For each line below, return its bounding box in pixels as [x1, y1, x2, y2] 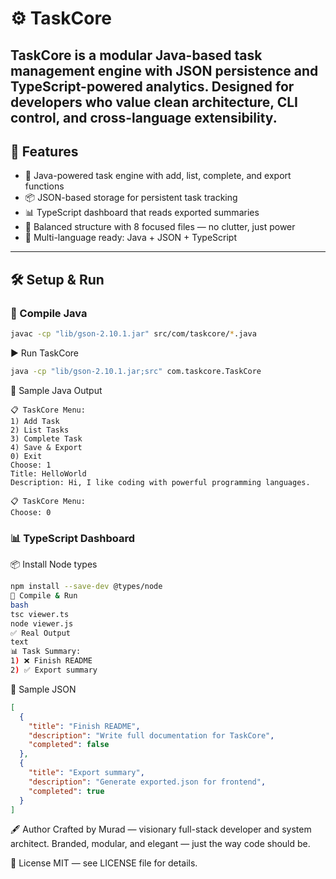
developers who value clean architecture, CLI [10, 93, 298, 111]
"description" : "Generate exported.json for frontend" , [28, 777, 267, 787]
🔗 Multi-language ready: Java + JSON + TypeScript [24, 232, 237, 244]
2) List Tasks [10, 425, 70, 435]
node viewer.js [10, 618, 74, 629]
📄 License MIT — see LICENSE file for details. [10, 857, 198, 869]
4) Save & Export [10, 442, 83, 452]
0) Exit [10, 451, 43, 461]
